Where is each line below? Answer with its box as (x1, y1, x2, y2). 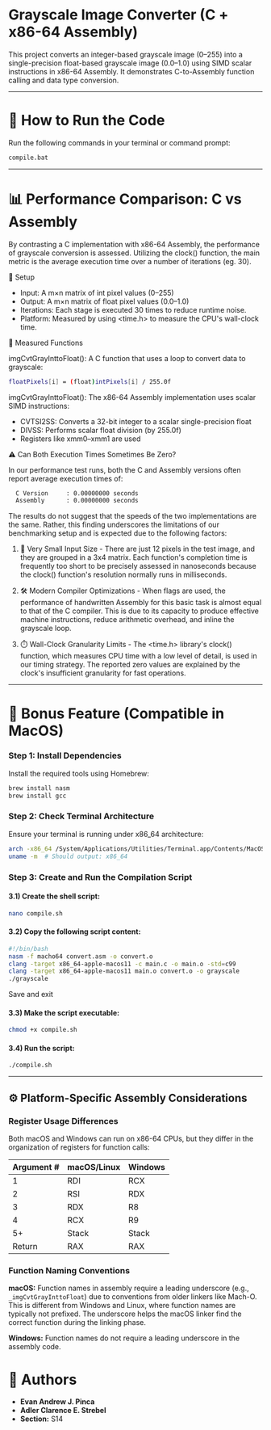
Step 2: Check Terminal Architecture (8, 810, 155, 822)
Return (12, 1241, 38, 1252)
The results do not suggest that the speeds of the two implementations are (8, 511, 256, 521)
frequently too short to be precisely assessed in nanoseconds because (19, 561, 256, 571)
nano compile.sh (8, 909, 63, 918)
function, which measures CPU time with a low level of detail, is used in (19, 651, 257, 661)
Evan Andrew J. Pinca (19, 1397, 95, 1407)
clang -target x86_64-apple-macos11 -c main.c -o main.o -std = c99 (8, 960, 236, 968)
